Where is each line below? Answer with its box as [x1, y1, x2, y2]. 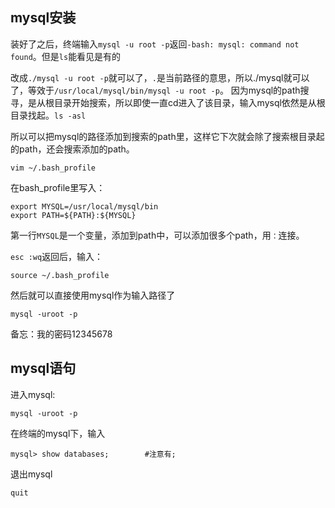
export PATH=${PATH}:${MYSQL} [10, 210, 137, 220]
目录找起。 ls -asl [10, 109, 87, 121]
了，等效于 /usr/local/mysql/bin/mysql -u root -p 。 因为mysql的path [10, 84, 301, 96]
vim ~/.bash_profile [10, 163, 97, 173]
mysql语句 [10, 360, 77, 377]
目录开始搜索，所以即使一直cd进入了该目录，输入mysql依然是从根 [53, 96, 326, 108]
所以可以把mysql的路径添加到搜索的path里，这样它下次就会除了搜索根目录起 [10, 130, 325, 142]
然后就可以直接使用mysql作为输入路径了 [10, 289, 176, 301]
